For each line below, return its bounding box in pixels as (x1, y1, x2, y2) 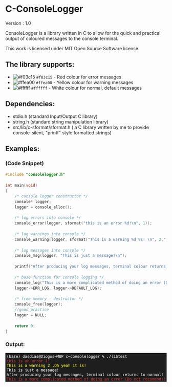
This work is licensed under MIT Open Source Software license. (5, 45, 140, 51)
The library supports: (5, 60, 75, 69)
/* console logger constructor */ (14, 193, 88, 199)
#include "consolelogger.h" (5, 172, 66, 177)
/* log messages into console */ (14, 248, 86, 253)
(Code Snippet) (5, 159, 45, 167)
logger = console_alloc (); (14, 205, 72, 210)
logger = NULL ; (14, 313, 47, 318)
